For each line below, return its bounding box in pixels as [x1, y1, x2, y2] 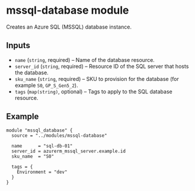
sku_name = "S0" [11, 153, 55, 159]
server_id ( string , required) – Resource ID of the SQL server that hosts [14, 62, 189, 70]
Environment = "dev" [17, 169, 68, 175]
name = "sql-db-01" [11, 143, 73, 149]
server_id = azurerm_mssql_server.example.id [11, 148, 126, 154]
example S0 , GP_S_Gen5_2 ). [14, 82, 78, 89]
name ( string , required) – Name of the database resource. [14, 56, 155, 63]
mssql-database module [6, 4, 129, 17]
